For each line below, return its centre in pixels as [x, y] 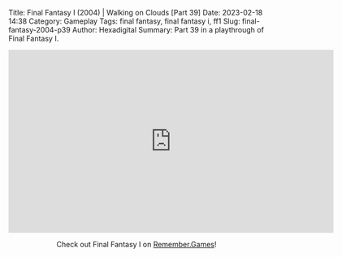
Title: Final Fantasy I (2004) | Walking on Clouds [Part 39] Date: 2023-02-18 [136, 13]
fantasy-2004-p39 [39, 30]
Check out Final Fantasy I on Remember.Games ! [136, 244]
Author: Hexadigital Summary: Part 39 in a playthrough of [168, 30]
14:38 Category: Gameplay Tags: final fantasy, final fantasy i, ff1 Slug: [125, 21]
